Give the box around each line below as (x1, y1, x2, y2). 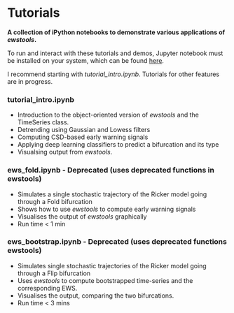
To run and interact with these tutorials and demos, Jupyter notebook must (7, 49, 223, 57)
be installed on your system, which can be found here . (7, 56, 165, 64)
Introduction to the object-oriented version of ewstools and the (17, 110, 200, 119)
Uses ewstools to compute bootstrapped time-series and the (17, 276, 193, 284)
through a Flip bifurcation (17, 269, 91, 277)
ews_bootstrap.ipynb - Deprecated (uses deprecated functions (7, 237, 228, 247)
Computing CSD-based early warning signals (17, 133, 149, 141)
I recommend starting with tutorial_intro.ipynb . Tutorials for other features (7, 70, 219, 78)
